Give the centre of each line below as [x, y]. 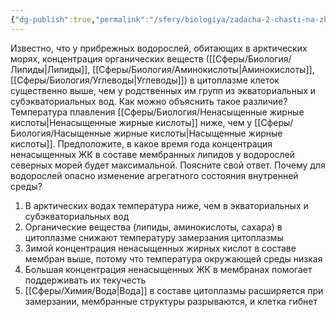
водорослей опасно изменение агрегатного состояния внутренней [154, 175]
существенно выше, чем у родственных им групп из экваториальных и [163, 90]
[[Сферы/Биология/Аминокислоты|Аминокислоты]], [203, 69]
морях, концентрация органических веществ [107, 58]
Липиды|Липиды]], [50, 69]
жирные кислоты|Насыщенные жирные [198, 133]
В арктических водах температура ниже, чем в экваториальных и [166, 205]
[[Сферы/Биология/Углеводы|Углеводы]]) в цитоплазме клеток [145, 80]
